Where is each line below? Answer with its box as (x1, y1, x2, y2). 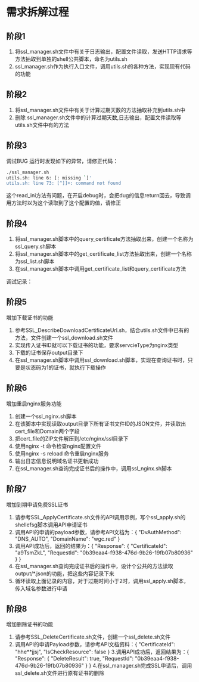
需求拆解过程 (6, 5, 70, 19)
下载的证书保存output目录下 (14, 349, 83, 356)
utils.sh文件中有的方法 (14, 121, 70, 128)
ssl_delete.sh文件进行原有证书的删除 (14, 669, 104, 677)
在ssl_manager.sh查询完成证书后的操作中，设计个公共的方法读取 (14, 562, 173, 569)
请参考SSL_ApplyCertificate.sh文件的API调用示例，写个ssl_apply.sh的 (14, 513, 186, 520)
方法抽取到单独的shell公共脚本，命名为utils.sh (14, 55, 128, 63)
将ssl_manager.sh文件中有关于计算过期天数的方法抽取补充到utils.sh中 (14, 106, 186, 113)
